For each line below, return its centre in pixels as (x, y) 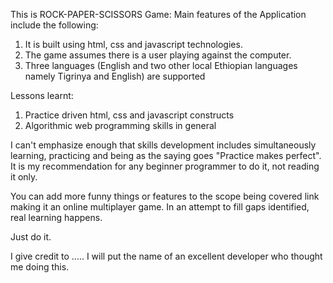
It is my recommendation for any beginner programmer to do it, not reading (165, 166)
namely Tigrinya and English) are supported (115, 76)
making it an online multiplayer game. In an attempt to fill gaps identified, (160, 207)
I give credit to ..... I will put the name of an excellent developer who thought (166, 256)
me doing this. (40, 267)
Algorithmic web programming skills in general (120, 125)
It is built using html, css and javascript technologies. (133, 44)
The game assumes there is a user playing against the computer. (158, 55)
